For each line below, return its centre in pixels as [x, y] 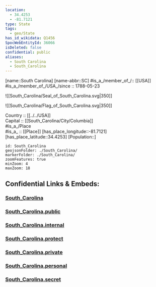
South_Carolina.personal [36, 266]
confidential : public [28, 52]
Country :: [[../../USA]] [28, 115]
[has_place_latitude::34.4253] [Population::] [51, 137]
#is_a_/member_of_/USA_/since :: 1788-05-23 [53, 86]
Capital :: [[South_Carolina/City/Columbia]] [49, 121]
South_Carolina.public [33, 212]
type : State [18, 24]
